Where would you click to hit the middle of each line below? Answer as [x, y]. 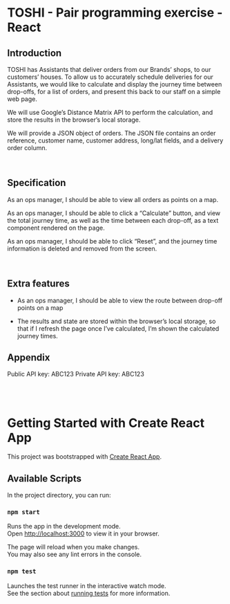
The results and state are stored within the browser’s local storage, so [116, 321]
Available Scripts [44, 478]
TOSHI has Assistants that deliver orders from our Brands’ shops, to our [109, 70]
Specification [37, 183]
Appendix [29, 358]
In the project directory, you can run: [59, 495]
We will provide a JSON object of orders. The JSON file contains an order [112, 133]
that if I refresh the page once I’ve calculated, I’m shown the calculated [118, 328]
